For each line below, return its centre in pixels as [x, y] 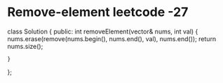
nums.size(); [25, 46]
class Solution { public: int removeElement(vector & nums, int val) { [103, 31]
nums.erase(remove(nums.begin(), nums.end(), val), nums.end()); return [112, 38]
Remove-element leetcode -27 [98, 12]
